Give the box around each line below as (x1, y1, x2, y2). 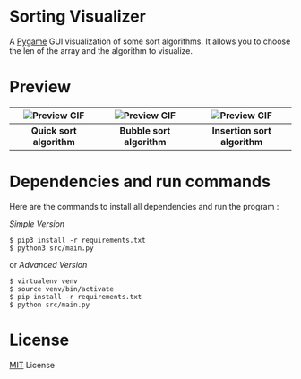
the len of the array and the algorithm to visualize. (9, 45, 193, 56)
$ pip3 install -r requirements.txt (9, 236, 146, 245)
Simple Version (9, 218, 65, 229)
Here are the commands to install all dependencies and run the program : (9, 201, 279, 211)
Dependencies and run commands (9, 172, 271, 192)
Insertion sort (211, 124, 271, 136)
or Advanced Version (9, 259, 88, 270)
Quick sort (30, 124, 78, 136)
